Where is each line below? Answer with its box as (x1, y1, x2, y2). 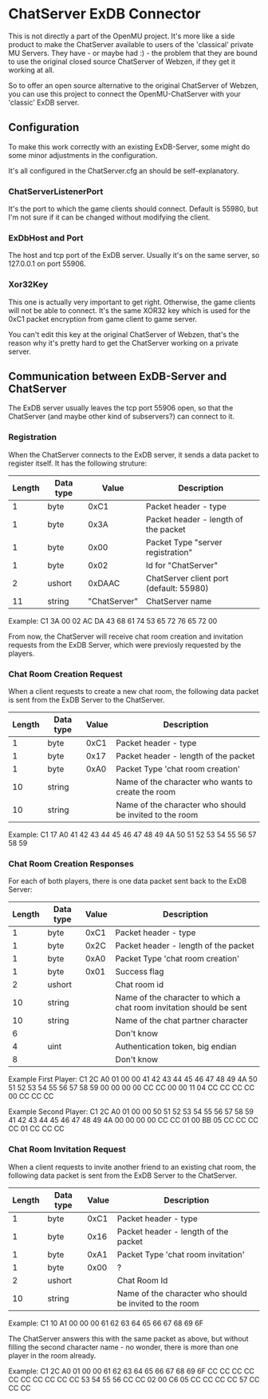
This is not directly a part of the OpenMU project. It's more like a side (8, 31, 235, 41)
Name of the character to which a (115, 992, 241, 1003)
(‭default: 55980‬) (145, 582, 209, 593)
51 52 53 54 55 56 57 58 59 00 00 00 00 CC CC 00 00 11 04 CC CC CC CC (8, 1083, 255, 1092)
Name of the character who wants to (116, 776, 253, 787)
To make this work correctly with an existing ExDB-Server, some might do (8, 141, 250, 152)
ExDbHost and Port (8, 232, 84, 244)
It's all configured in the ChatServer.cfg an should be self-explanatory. (8, 165, 239, 176)
